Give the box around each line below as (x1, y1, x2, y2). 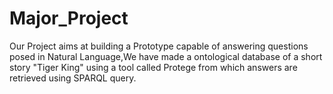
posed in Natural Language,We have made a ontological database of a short (9, 50, 323, 62)
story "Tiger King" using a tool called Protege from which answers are (9, 61, 298, 73)
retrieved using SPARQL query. (9, 72, 137, 84)
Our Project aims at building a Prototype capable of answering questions (9, 40, 309, 52)
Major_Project (9, 7, 129, 30)
